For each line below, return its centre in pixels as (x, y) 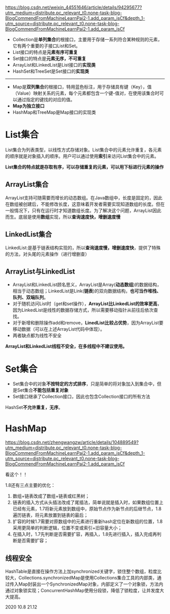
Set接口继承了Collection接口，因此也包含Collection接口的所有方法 (81, 397)
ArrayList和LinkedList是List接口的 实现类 (54, 65)
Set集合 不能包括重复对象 (43, 390)
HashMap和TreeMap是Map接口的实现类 (54, 112)
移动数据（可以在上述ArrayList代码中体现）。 (59, 329)
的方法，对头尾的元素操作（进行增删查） (47, 254)
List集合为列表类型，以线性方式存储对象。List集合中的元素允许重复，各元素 (83, 150)
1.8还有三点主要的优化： (30, 485)
